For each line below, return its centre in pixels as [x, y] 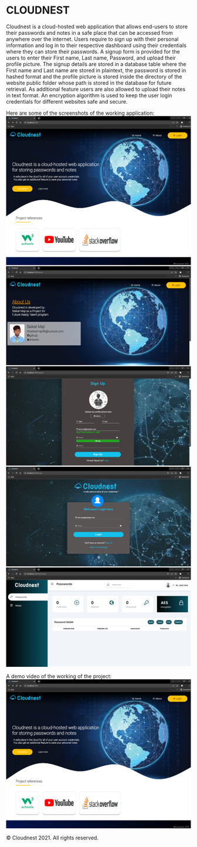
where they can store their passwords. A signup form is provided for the [93, 51]
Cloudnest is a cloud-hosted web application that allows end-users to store [97, 26]
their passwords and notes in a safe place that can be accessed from [89, 32]
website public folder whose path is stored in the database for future [89, 82]
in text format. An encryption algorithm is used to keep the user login [89, 95]
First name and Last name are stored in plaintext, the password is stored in [96, 70]
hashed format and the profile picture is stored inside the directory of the [94, 77]
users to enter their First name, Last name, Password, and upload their [91, 58]
